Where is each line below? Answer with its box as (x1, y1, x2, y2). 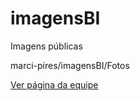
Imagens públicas (10, 40, 83, 52)
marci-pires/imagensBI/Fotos (10, 59, 130, 71)
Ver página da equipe (10, 78, 99, 91)
